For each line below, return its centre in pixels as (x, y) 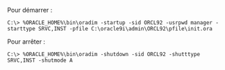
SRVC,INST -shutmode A (40, 60)
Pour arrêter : (26, 42)
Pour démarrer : (30, 10)
